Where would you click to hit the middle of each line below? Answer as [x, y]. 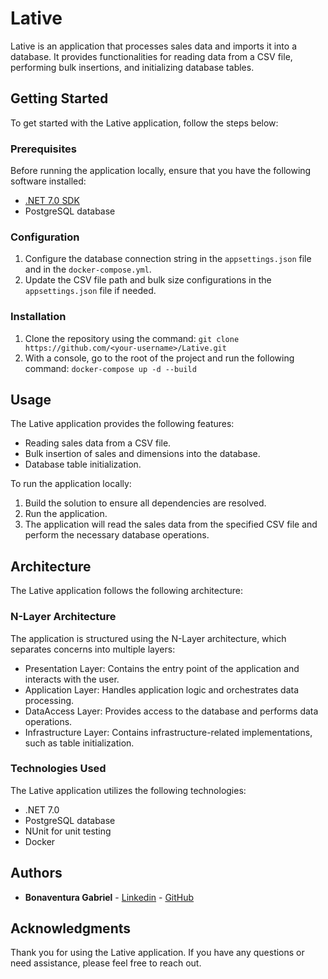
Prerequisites [43, 149]
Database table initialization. [83, 464]
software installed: [48, 181]
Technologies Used [58, 769]
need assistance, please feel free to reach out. [106, 963]
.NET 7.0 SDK [52, 201]
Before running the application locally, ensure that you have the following [161, 171]
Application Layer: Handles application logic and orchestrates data [162, 689]
